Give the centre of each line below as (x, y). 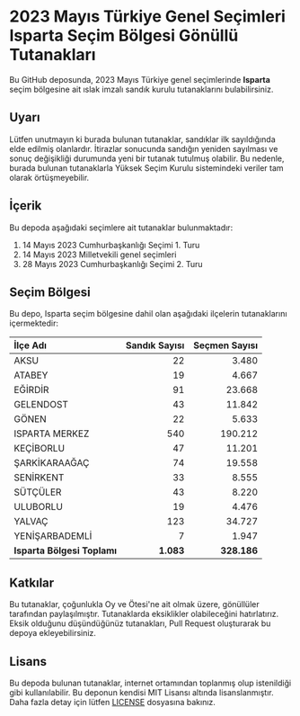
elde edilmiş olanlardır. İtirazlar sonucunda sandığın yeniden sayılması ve (144, 148)
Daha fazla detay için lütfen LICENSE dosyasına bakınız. (112, 702)
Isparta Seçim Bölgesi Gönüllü (124, 36)
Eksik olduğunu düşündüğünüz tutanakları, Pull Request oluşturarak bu (140, 623)
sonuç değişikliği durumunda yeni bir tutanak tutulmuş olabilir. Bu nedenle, (147, 158)
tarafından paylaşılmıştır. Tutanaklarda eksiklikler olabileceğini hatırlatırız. (144, 614)
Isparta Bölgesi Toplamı (66, 550)
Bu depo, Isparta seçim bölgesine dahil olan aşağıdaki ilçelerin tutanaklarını (148, 314)
